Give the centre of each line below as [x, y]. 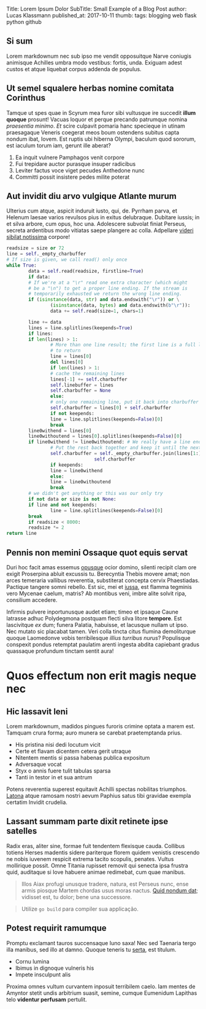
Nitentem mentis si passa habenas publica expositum [82, 758]
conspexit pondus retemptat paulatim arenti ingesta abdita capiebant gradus [103, 645]
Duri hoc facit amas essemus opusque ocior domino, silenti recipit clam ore [101, 567]
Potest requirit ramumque [56, 928]
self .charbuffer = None [81, 391]
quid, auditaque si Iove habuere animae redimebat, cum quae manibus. [96, 872]
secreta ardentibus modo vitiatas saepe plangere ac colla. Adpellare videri [100, 230]
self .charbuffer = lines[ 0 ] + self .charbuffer [111, 408]
